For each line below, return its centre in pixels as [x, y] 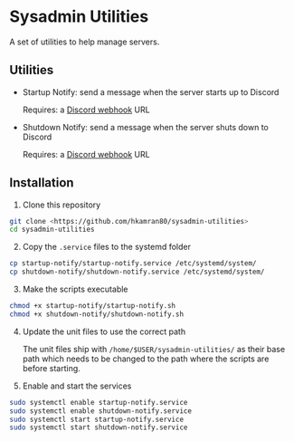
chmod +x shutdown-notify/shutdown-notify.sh [96, 314]
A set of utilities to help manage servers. [85, 42]
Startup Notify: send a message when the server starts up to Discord [151, 91]
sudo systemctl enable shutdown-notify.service [101, 411]
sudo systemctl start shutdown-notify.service [99, 427]
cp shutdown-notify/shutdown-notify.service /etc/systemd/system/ [137, 272]
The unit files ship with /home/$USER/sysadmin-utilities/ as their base [154, 349]
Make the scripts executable [75, 289]
